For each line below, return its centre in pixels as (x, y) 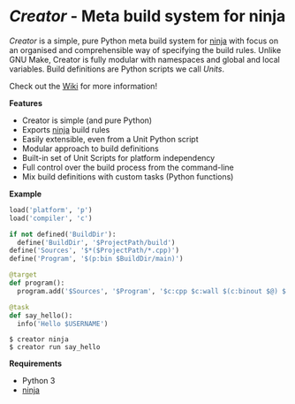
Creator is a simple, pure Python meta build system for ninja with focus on (144, 41)
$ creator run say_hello (55, 347)
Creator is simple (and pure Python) (87, 120)
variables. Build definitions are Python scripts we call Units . (117, 69)
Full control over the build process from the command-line (128, 167)
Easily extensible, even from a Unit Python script (110, 139)
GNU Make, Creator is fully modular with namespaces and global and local (145, 59)
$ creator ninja (39, 339)
